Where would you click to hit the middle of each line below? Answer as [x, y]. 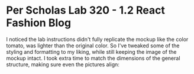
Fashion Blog [39, 23]
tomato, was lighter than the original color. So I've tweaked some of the [93, 46]
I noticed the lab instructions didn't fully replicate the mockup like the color [97, 39]
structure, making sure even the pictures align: [63, 64]
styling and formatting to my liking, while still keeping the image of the [91, 52]
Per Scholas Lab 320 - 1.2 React [86, 10]
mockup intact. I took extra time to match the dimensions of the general [93, 58]
